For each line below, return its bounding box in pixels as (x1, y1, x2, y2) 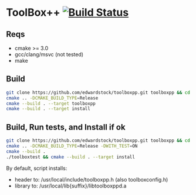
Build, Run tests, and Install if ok (6, 122, 126, 132)
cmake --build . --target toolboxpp (6, 100, 96, 107)
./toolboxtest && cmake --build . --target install (6, 154, 135, 160)
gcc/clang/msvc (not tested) (14, 51, 84, 58)
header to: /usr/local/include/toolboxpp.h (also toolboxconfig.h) (14, 176, 168, 183)
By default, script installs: (6, 165, 67, 172)
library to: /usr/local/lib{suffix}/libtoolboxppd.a (14, 182, 127, 189)
